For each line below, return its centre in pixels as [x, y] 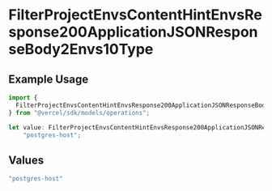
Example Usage [49, 79]
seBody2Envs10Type [81, 49]
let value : [27, 127]
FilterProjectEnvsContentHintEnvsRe [136, 15]
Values [26, 160]
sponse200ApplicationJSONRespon [133, 32]
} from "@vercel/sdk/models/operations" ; [79, 112]
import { [23, 98]
